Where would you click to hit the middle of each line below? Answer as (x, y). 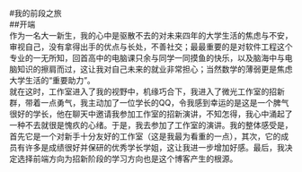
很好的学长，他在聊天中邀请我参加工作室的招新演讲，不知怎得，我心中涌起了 (151, 114)
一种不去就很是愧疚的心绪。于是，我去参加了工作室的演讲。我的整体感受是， (151, 125)
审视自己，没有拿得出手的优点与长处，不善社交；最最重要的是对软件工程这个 (151, 47)
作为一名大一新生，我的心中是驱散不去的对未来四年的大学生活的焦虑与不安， (151, 35)
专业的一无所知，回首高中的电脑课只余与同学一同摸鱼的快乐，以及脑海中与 (147, 58)
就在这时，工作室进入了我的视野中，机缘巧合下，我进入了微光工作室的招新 (147, 91)
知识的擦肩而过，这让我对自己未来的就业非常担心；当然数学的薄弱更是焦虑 (155, 69)
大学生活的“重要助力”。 (53, 80)
